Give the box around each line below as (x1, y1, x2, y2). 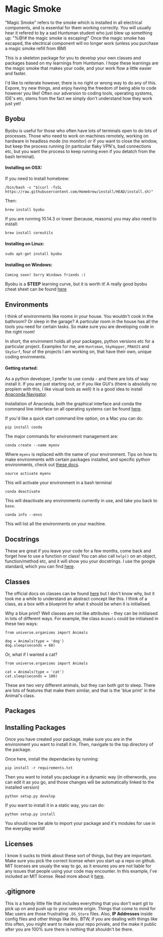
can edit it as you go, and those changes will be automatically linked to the (5, 779, 154, 785)
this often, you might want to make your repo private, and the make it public (5, 921, 157, 927)
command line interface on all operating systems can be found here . (5, 406, 142, 412)
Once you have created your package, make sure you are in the (5, 736, 132, 742)
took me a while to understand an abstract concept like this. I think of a (5, 596, 147, 602)
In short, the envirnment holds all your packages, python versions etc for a (5, 338, 155, 344)
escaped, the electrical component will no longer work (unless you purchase (5, 40, 159, 46)
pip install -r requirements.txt (5, 765, 73, 771)
